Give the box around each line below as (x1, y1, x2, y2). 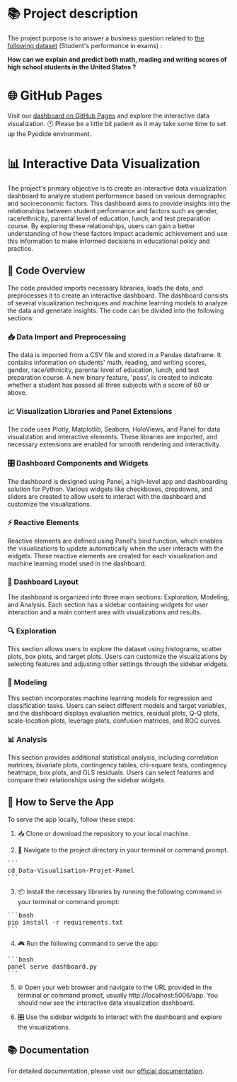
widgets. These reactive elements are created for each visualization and (7, 551, 218, 560)
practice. (7, 244, 33, 252)
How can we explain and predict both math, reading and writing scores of (7, 55, 227, 64)
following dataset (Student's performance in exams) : (7, 41, 163, 50)
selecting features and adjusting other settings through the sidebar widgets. (7, 660, 229, 668)
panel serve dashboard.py (7, 962, 98, 971)
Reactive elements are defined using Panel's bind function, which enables (7, 536, 223, 545)
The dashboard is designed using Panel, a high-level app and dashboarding (7, 477, 228, 485)
